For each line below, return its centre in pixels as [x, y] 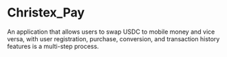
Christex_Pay [46, 13]
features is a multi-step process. [53, 46]
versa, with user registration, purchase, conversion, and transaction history [113, 38]
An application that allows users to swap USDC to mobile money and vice [111, 32]
